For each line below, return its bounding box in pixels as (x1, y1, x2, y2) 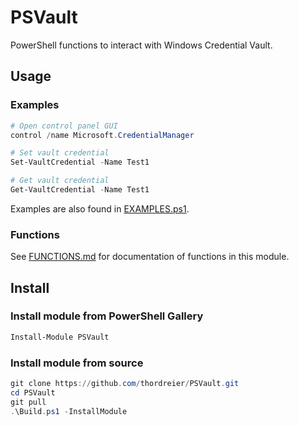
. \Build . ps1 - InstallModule (10, 406, 128, 416)
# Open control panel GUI (10, 121, 118, 131)
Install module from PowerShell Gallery (10, 309, 204, 323)
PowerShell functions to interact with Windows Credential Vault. (10, 39, 273, 51)
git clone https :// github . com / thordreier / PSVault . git (10, 379, 240, 389)
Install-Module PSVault (10, 332, 110, 342)
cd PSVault (10, 387, 56, 398)
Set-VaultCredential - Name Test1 (10, 157, 150, 168)
